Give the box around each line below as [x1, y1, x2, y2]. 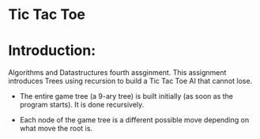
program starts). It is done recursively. [19, 100, 145, 110]
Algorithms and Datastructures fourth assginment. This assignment [8, 68, 227, 77]
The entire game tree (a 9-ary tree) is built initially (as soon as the [19, 92, 233, 101]
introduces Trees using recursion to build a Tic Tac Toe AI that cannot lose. [8, 77, 253, 86]
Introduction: [8, 42, 96, 60]
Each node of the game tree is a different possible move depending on [19, 115, 250, 125]
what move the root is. [19, 124, 93, 133]
